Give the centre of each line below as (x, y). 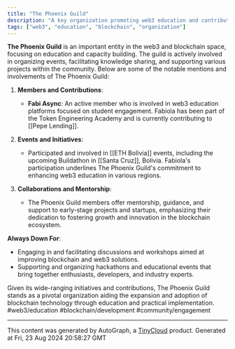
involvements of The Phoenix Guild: (58, 76)
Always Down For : (34, 238)
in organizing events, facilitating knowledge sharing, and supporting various (116, 62)
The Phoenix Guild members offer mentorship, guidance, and (116, 203)
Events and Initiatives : (50, 139)
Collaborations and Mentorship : (64, 189)
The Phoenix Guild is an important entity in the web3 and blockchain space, (117, 47)
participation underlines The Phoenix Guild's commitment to (114, 168)
